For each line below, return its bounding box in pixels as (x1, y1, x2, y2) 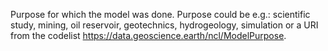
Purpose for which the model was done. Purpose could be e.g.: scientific (10, 9, 311, 20)
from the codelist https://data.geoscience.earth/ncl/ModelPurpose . (10, 30, 287, 41)
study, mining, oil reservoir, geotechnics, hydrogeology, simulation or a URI (10, 19, 319, 31)
